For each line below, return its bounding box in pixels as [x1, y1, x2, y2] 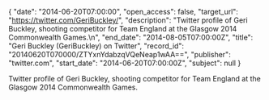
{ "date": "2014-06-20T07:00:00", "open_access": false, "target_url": [8, 7, 239, 16]
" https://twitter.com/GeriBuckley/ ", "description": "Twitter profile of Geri [8, 15, 249, 25]
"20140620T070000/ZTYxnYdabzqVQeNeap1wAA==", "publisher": [8, 50, 231, 59]
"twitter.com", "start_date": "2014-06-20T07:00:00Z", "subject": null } [8, 58, 241, 68]
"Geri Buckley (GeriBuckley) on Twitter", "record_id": [8, 41, 185, 51]
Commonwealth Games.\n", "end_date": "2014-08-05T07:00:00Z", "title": [8, 32, 254, 42]
